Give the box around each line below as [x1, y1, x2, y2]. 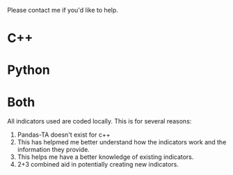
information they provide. [17, 146, 90, 154]
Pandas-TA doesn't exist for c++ [17, 130, 111, 139]
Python [7, 62, 50, 78]
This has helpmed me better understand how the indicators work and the [17, 138, 227, 146]
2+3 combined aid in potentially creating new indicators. [17, 160, 179, 169]
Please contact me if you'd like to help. [7, 6, 118, 14]
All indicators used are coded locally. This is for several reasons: [7, 117, 192, 125]
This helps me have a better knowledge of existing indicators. [17, 153, 194, 161]
